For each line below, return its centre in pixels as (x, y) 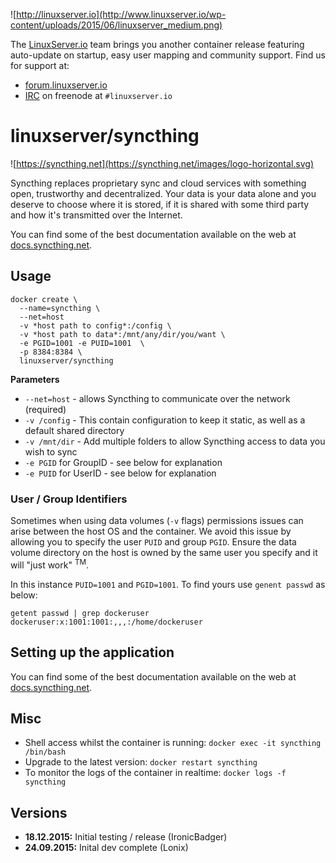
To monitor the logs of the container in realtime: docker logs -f (155, 773)
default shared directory (74, 430)
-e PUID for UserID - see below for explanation (120, 473)
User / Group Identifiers (69, 499)
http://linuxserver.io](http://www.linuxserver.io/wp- (121, 14)
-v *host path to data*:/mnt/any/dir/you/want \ (122, 334)
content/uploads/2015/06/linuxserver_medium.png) (116, 25)
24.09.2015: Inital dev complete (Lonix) (106, 848)
